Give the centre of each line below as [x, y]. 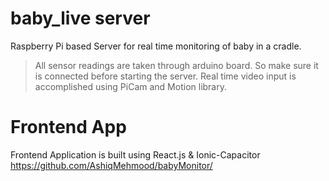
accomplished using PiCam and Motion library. [130, 86]
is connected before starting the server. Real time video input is [165, 76]
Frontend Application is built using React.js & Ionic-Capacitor [135, 154]
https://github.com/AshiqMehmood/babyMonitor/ [111, 165]
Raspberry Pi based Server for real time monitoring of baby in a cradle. [156, 46]
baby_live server [80, 18]
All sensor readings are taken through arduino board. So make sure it [176, 65]
